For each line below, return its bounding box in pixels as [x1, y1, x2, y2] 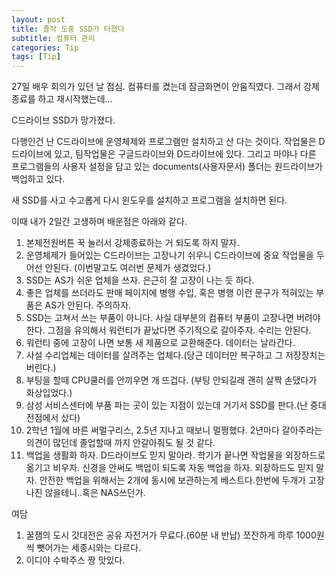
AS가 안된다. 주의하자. [44, 299, 132, 311]
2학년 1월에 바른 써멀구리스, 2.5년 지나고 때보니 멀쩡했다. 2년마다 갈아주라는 [25, 424, 323, 436]
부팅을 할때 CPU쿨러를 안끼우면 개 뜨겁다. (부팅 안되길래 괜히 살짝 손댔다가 [25, 374, 318, 386]
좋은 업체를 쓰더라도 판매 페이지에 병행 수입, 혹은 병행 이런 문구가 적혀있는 [25, 287, 314, 299]
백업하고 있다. [11, 173, 66, 185]
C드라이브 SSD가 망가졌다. [11, 114, 116, 126]
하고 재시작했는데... [37, 93, 113, 105]
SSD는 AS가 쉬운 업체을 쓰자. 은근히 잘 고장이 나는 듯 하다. [25, 274, 255, 286]
